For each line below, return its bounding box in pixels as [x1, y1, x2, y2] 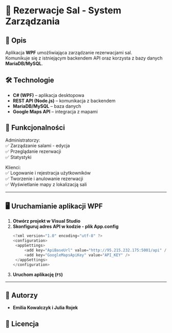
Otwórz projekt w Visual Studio [12, 218, 81, 224]
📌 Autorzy [5, 291, 38, 300]
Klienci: [5, 164, 21, 170]
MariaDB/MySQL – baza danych [12, 103, 81, 109]
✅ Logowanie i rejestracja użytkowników [5, 169, 91, 176]
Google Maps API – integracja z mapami [12, 108, 98, 114]
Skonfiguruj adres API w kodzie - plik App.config [12, 223, 119, 230]
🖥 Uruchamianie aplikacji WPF [5, 202, 103, 211]
